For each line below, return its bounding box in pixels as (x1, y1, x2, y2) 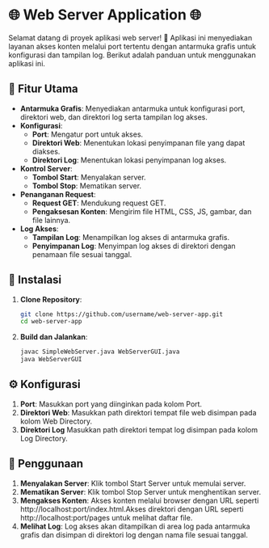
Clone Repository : (19, 294, 82, 304)
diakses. (32, 146, 61, 156)
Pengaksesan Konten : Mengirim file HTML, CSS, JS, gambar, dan (32, 206, 252, 216)
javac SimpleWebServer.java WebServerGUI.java (19, 348, 180, 356)
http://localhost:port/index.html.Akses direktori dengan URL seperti (19, 504, 244, 514)
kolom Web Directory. (19, 416, 93, 426)
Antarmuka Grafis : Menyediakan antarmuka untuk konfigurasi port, (19, 103, 246, 113)
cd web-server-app (19, 318, 82, 326)
